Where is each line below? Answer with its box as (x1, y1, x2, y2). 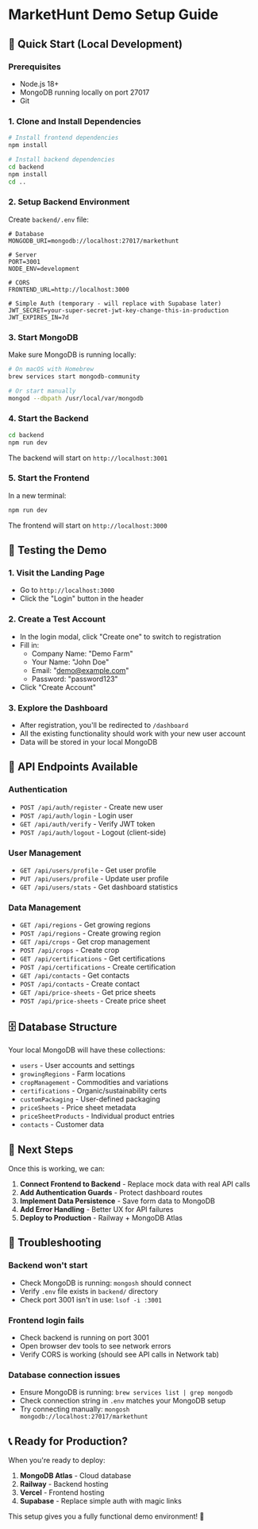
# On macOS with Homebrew (8, 366, 94, 374)
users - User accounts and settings (19, 1061, 135, 1070)
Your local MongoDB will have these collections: (8, 1045, 166, 1055)
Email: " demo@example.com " (31, 665, 129, 675)
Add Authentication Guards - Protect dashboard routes (19, 1187, 203, 1197)
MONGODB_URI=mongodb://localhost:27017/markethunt (8, 237, 179, 245)
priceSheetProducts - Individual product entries (19, 1111, 175, 1121)
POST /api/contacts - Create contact (19, 979, 141, 989)
